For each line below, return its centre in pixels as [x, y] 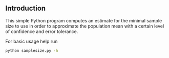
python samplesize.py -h [32, 50]
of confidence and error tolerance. [42, 31]
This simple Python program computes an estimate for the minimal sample [84, 20]
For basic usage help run [31, 41]
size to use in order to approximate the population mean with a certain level [85, 26]
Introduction [26, 8]
